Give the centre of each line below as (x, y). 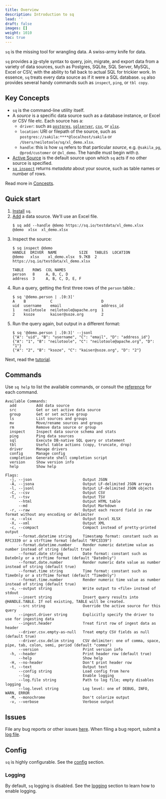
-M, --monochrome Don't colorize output (70, 697)
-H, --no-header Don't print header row (71, 663)
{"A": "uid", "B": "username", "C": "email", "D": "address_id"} (81, 337)
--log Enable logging (66, 676)
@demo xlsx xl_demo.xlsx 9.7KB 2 (55, 257)
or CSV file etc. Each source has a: (48, 120)
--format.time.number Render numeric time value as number (89, 580)
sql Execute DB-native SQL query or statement (67, 441)
